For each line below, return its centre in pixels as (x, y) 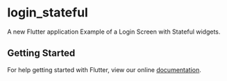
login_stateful (48, 13)
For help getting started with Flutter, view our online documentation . (104, 69)
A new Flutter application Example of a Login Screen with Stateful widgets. (114, 32)
